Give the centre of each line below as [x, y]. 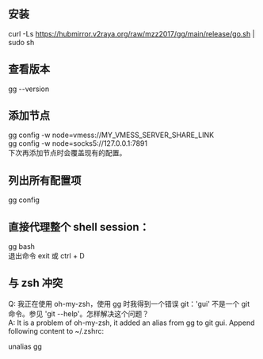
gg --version [29, 89]
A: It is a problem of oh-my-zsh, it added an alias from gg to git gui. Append [131, 323]
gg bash [22, 246]
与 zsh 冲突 [36, 283]
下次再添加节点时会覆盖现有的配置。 [67, 153]
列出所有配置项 [45, 180]
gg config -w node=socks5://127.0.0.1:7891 [78, 143]
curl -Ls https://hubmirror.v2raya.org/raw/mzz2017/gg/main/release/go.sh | [131, 33]
